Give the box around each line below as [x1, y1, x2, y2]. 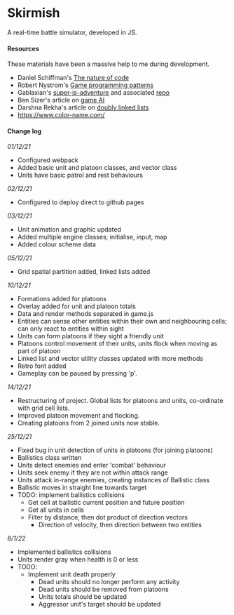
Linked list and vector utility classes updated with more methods [17, 355, 204, 363]
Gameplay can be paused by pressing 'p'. [17, 369, 138, 378]
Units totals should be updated [38, 593, 128, 601]
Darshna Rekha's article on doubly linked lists [17, 103, 149, 112]
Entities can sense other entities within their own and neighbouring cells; [17, 317, 228, 326]
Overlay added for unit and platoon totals [17, 302, 137, 310]
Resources [7, 44, 40, 53]
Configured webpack [17, 156, 79, 164]
